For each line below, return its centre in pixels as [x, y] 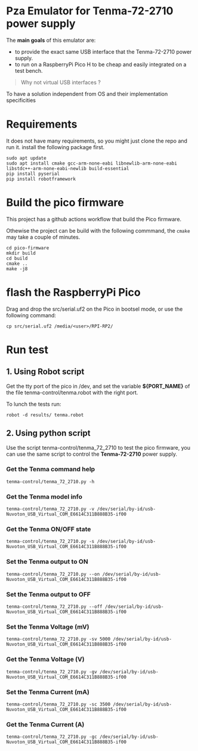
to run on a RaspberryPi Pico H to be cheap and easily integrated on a [100, 64]
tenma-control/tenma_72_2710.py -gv [52, 672]
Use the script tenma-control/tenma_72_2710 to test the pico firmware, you [98, 447]
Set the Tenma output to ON [47, 562]
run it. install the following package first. [55, 147]
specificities [21, 100]
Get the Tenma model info [44, 496]
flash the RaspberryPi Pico [74, 292]
